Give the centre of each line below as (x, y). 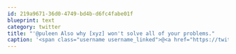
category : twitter (34, 27)
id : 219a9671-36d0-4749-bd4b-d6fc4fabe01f (70, 14)
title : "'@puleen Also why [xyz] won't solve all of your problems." (111, 33)
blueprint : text (31, 20)
